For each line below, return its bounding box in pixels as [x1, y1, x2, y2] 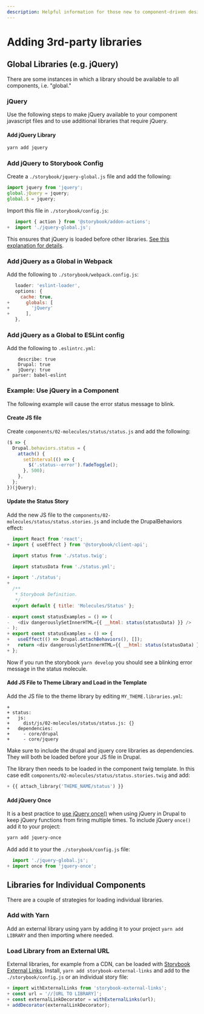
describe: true [18, 356, 56, 362]
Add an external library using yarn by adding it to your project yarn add [7, 925, 183, 932]
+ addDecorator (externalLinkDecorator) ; [7, 1002, 111, 1008]
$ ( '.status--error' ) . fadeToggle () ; [28, 462, 119, 468]
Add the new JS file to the [7, 511, 72, 519]
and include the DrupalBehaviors [100, 517, 182, 525]
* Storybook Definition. [15, 591, 78, 598]
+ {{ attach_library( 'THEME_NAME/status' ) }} [7, 784, 123, 790]
